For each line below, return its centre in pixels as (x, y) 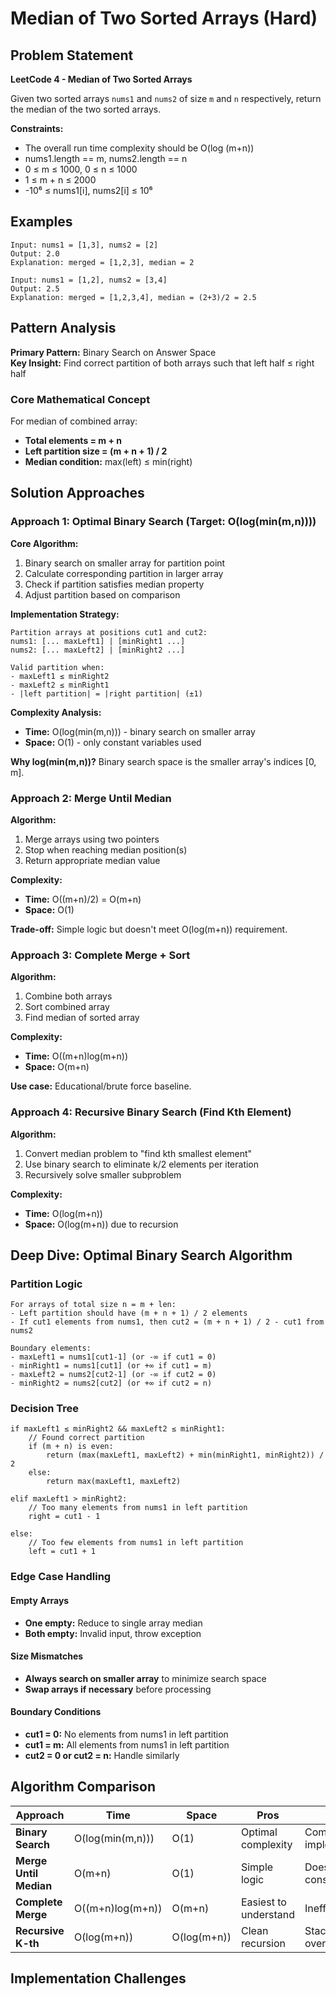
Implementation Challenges (98, 1978)
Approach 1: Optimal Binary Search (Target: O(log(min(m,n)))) (163, 522)
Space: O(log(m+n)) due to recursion (101, 1224)
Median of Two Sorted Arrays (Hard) (164, 18)
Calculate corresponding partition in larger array (124, 573)
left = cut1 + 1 (62, 1552)
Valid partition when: (57, 667)
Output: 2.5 (35, 288)
